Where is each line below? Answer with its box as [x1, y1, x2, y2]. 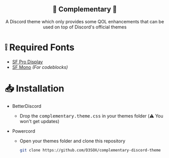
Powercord [12, 128, 36, 134]
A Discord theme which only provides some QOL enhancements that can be [5, 18, 164, 24]
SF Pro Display [12, 59, 43, 65]
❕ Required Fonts [5, 42, 75, 53]
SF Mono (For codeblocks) [12, 64, 68, 70]
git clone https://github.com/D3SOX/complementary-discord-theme [19, 147, 161, 152]
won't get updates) [19, 118, 59, 124]
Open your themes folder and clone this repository [19, 138, 125, 144]
